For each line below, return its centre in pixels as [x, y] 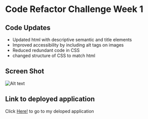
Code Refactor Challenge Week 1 [74, 9]
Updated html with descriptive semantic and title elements [72, 39]
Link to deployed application [50, 99]
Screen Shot [25, 71]
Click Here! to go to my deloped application [50, 111]
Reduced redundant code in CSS [46, 50]
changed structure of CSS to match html [54, 55]
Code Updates [28, 28]
